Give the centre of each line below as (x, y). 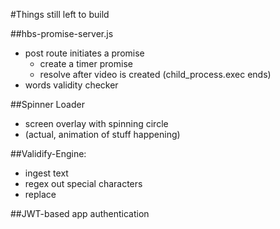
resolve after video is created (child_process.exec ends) (155, 74)
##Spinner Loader (47, 104)
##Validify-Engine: (48, 153)
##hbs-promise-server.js (62, 33)
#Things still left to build (60, 14)
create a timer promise (86, 63)
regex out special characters (83, 183)
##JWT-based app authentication (80, 213)
